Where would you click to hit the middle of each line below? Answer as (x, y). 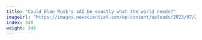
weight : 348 (21, 28)
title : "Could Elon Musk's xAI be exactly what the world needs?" (91, 11)
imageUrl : (19, 17)
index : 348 (20, 22)
